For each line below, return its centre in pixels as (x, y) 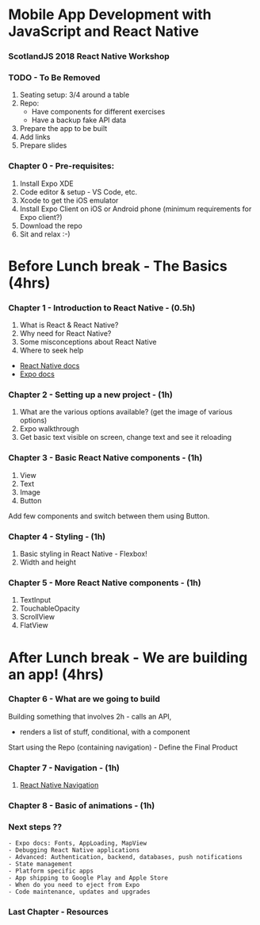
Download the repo (51, 225)
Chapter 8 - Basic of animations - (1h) (82, 806)
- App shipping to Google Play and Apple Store (88, 878)
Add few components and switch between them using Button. (109, 516)
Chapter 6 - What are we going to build (84, 699)
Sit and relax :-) (45, 234)
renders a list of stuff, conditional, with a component (105, 731)
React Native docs (50, 366)
